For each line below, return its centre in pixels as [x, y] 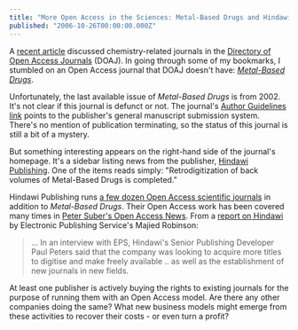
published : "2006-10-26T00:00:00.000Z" [83, 26]
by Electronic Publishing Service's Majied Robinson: [104, 225]
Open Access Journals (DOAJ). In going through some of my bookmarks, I [145, 60]
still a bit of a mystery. [50, 134]
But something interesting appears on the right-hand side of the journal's [143, 151]
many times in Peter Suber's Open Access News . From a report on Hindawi [146, 216]
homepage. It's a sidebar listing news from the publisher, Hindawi [129, 161]
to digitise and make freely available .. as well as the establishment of [157, 261]
